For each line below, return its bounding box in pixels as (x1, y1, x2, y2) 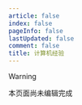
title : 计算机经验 (8, 49, 65, 57)
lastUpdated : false (8, 34, 75, 43)
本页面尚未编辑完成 (8, 88, 73, 98)
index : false (8, 19, 53, 27)
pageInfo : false (8, 27, 63, 35)
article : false (8, 11, 60, 20)
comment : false (8, 42, 60, 50)
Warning (8, 72, 37, 81)
